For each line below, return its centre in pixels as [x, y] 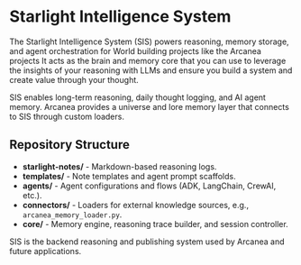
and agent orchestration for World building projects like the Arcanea [135, 50]
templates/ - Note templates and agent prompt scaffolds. [129, 176]
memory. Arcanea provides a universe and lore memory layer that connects [150, 106]
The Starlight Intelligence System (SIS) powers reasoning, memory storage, [150, 41]
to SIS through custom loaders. [67, 116]
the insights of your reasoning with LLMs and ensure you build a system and [151, 70]
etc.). [32, 195]
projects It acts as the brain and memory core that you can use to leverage [148, 60]
